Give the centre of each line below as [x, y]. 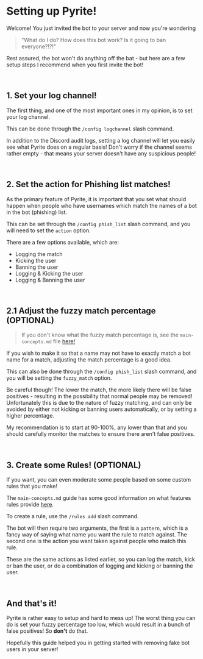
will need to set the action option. [49, 230]
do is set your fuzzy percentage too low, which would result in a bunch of [98, 624]
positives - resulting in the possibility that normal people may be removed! [99, 396]
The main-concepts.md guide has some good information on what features [99, 498]
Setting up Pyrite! [52, 11]
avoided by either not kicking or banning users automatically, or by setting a [101, 409]
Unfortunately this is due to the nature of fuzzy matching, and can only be [99, 403]
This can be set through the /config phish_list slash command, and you [98, 224]
